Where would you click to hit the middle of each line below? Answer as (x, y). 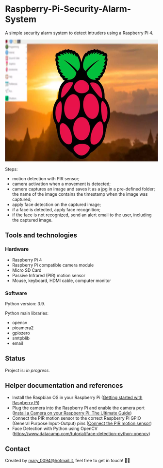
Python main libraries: (27, 313)
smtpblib (21, 338)
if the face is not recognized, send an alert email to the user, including (82, 215)
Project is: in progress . (27, 370)
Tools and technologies (41, 235)
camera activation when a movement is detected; (61, 184)
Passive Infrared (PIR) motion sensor (49, 275)
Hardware (17, 249)
